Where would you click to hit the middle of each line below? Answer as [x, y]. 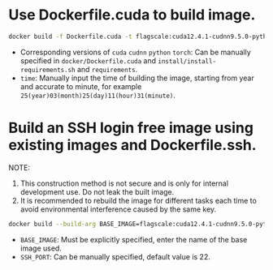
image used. [41, 248]
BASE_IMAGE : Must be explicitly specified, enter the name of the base [134, 239]
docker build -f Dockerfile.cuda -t [70, 36]
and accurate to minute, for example [81, 86]
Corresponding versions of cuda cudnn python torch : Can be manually [136, 52]
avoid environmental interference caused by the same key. [118, 209]
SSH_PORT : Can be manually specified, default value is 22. [115, 256]
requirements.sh [48, 70]
